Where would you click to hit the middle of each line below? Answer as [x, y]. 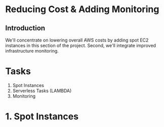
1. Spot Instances [42, 117]
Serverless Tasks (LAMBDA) [42, 91]
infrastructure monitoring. [32, 51]
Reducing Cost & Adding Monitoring [82, 9]
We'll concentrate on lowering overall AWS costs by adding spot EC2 [77, 40]
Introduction [25, 28]
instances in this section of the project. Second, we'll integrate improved [80, 46]
